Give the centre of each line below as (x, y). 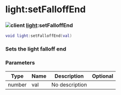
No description (69, 84)
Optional (103, 76)
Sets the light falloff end (36, 49)
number (17, 84)
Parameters (20, 63)
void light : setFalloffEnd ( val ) (39, 36)
